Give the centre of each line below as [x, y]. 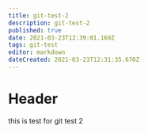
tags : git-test [33, 45]
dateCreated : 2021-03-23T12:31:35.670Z [74, 60]
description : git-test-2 [49, 23]
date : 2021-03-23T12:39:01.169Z [61, 38]
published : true [35, 30]
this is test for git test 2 [46, 120]
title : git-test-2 [38, 15]
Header [33, 99]
